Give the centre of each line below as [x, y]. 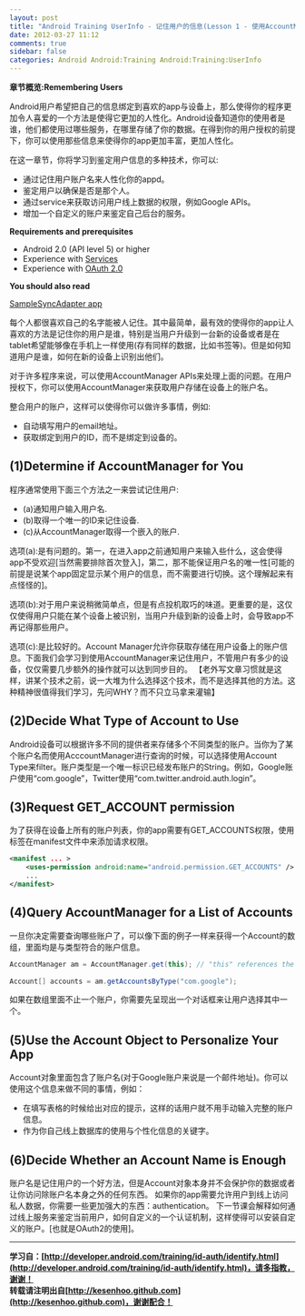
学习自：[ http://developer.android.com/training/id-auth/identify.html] [144, 1256]
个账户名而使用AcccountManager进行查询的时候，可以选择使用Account [143, 755]
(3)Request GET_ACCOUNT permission [122, 807]
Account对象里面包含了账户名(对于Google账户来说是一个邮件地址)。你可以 [149, 1078]
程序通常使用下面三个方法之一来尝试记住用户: [94, 489]
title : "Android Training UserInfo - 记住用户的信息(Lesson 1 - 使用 [138, 26]
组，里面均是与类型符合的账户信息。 [77, 947]
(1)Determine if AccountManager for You [127, 466]
